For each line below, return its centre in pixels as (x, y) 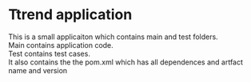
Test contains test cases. (49, 53)
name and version (38, 70)
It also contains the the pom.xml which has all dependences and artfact (126, 62)
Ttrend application (70, 15)
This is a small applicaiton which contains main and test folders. (113, 37)
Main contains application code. (61, 45)
